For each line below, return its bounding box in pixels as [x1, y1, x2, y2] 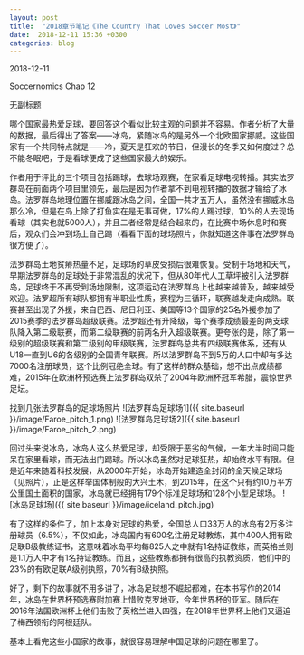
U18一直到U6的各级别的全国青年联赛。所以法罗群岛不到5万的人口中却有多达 [9, 349, 293, 360]
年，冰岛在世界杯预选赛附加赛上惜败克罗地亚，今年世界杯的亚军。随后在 [9, 594, 279, 605]
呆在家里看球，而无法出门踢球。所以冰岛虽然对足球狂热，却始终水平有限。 [9, 454, 287, 465]
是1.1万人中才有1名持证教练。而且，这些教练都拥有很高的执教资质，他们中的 [9, 553, 290, 564]
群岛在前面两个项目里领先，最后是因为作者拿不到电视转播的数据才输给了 [9, 183, 279, 195]
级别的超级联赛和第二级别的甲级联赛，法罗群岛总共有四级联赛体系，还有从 [9, 338, 287, 349]
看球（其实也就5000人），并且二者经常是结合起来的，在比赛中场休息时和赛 [9, 217, 287, 228]
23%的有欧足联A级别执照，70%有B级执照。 [9, 564, 175, 574]
